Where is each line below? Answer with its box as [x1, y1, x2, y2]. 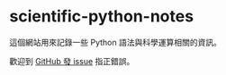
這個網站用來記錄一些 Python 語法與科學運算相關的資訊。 [9, 37, 222, 47]
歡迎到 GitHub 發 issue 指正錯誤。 [9, 55, 135, 66]
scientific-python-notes [9, 6, 194, 27]
